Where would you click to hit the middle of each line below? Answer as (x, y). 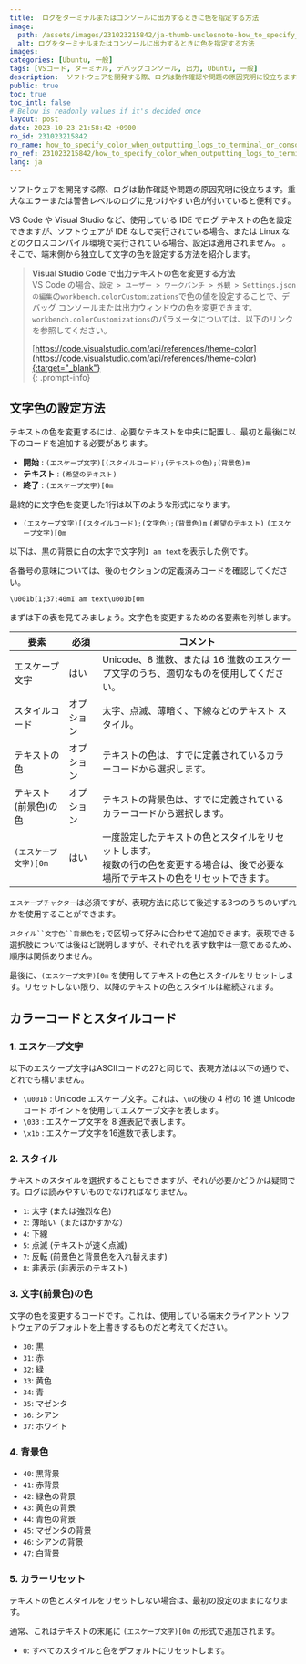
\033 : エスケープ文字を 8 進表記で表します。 (106, 1122)
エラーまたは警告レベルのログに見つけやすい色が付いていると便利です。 (160, 200)
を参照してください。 (71, 330)
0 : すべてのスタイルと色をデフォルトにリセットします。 (126, 1650)
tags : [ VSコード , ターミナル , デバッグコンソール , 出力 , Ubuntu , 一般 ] (134, 69)
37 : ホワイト (45, 1425)
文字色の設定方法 (57, 408)
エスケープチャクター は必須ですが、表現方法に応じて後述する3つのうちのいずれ (153, 903)
